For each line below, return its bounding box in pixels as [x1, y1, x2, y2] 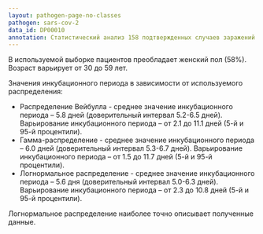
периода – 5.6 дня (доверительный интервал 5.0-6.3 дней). [19, 177, 219, 187]
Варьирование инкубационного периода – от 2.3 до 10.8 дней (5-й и [19, 185, 250, 195]
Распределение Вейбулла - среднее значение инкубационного [19, 102, 234, 112]
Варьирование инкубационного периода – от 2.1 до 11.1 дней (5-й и [19, 119, 244, 128]
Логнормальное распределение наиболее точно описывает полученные [8, 209, 254, 218]
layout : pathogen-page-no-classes [8, 11, 122, 20]
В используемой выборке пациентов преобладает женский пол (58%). [8, 55, 246, 64]
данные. [8, 218, 36, 227]
